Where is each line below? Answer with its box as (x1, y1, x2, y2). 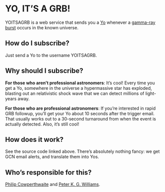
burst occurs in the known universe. (5, 24, 79, 30)
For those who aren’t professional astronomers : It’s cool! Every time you (5, 80, 155, 86)
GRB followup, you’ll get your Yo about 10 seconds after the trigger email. (5, 110, 155, 117)
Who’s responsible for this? (5, 168, 92, 177)
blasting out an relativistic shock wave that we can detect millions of (5, 90, 145, 96)
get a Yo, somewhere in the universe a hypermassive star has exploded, (5, 85, 152, 91)
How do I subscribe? (5, 39, 70, 48)
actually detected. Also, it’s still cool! (5, 121, 79, 127)
